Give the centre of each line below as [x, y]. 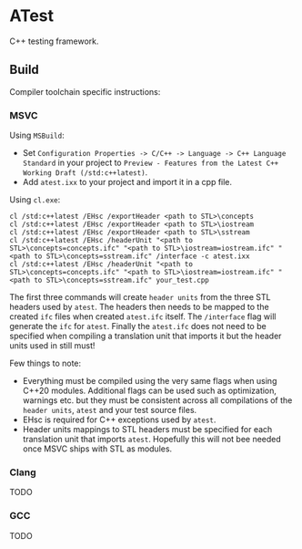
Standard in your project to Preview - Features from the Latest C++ [151, 163]
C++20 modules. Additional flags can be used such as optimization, [150, 391]
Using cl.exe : [35, 200]
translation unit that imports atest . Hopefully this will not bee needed [152, 440]
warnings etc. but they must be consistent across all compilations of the [157, 400]
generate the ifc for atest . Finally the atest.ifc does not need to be [138, 326]
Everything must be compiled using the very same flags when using [150, 381]
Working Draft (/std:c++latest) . [85, 172]
